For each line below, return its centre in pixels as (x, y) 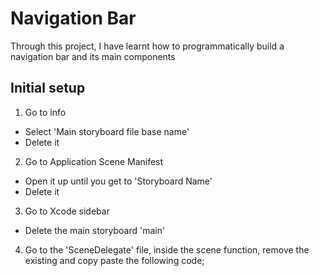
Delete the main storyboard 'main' (95, 230)
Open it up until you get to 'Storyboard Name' (118, 181)
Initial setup (48, 88)
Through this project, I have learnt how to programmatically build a (147, 46)
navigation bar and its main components (93, 56)
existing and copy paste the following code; (114, 260)
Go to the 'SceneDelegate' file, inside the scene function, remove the (167, 249)
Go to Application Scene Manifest (94, 161)
